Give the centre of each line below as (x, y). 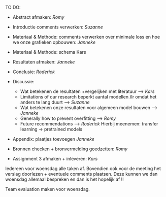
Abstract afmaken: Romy (38, 17)
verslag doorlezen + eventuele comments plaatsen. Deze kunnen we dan (81, 174)
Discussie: (23, 81)
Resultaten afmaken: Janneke (44, 62)
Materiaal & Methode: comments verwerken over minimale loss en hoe (86, 37)
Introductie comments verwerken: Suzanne (58, 27)
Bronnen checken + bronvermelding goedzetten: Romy (70, 149)
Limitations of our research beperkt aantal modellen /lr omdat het (88, 97)
